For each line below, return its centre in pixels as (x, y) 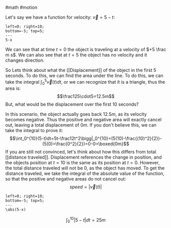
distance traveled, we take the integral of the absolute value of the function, (85, 173)
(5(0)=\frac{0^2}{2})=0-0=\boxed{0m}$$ (86, 144)
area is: (13, 88)
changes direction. (25, 60)
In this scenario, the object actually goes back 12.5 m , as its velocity (76, 114)
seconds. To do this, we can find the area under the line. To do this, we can (84, 75)
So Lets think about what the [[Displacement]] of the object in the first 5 (81, 70)
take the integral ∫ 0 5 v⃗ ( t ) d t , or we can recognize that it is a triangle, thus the (85, 82)
